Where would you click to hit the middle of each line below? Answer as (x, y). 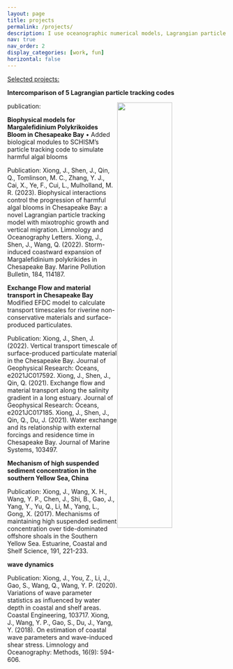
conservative (26, 317)
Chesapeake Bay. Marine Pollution (57, 267)
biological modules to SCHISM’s (53, 142)
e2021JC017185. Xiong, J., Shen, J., (58, 412)
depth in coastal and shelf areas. (54, 608)
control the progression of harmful (57, 200)
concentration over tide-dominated (58, 529)
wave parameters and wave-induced (60, 637)
